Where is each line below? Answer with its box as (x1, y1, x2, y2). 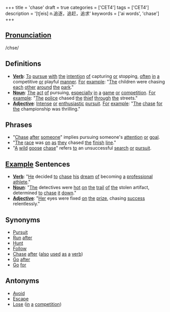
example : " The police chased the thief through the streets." (12, 95, 138, 101)
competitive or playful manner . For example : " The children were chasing (12, 78, 165, 85)
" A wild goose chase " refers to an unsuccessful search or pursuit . (12, 145, 152, 151)
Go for (12, 262, 27, 268)
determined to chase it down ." (12, 190, 77, 196)
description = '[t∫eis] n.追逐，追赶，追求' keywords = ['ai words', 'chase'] (5, 10, 160, 16)
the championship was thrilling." (12, 106, 81, 112)
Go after (12, 256, 31, 263)
